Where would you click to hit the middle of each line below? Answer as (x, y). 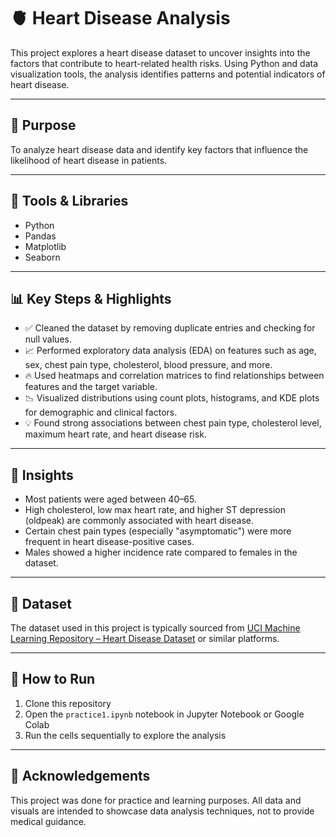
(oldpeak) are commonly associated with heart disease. (139, 521)
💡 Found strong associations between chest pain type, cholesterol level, (173, 423)
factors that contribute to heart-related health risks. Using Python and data (164, 63)
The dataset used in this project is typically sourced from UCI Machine (155, 628)
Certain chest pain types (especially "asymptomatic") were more (158, 531)
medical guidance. (48, 821)
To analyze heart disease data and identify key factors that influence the (159, 149)
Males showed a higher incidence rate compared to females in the (161, 552)
